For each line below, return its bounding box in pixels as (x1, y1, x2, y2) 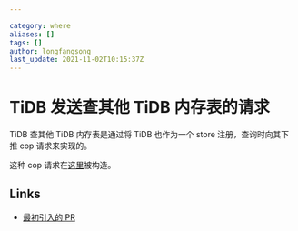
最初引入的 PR (22, 211, 75, 223)
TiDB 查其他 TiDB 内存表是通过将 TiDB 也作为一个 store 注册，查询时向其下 (9, 129, 290, 140)
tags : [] (9, 38, 43, 47)
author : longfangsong (9, 46, 92, 55)
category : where (9, 21, 71, 30)
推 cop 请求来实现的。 (9, 140, 93, 151)
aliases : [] (9, 29, 55, 39)
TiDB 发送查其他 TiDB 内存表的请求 (9, 97, 270, 118)
